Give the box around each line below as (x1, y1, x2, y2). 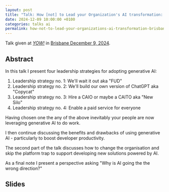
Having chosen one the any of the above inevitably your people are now (5, 114, 154, 120)
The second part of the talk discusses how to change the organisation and (5, 145, 159, 151)
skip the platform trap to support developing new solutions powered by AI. (5, 150, 159, 156)
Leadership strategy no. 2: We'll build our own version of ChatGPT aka (12, 83, 159, 89)
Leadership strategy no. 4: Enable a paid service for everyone (12, 105, 141, 111)
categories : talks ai (5, 21, 51, 27)
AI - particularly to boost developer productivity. (5, 135, 105, 141)
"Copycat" (12, 88, 34, 94)
